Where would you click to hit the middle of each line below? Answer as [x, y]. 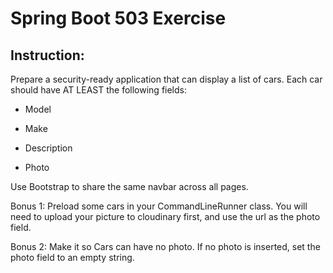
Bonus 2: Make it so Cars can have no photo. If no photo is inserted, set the [165, 246]
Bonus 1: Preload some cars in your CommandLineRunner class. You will [159, 206]
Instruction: [47, 55]
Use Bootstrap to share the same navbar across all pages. [129, 186]
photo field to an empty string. [72, 257]
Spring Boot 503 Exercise [118, 18]
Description [48, 148]
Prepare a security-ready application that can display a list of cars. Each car [166, 79]
